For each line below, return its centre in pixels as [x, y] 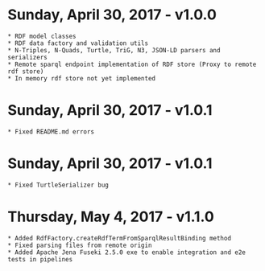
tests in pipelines [40, 259]
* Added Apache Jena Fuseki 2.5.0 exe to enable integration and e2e [127, 252]
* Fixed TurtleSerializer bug [58, 185]
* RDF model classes [42, 36]
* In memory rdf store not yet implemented [82, 78]
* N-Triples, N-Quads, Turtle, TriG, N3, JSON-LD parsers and [114, 50]
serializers [27, 57]
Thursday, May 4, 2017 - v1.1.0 [111, 217]
